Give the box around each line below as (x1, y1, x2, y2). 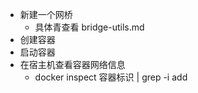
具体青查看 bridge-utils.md (34, 21, 145, 33)
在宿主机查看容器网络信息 (19, 59, 126, 70)
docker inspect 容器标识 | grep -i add (34, 71, 188, 83)
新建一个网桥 (19, 9, 73, 20)
